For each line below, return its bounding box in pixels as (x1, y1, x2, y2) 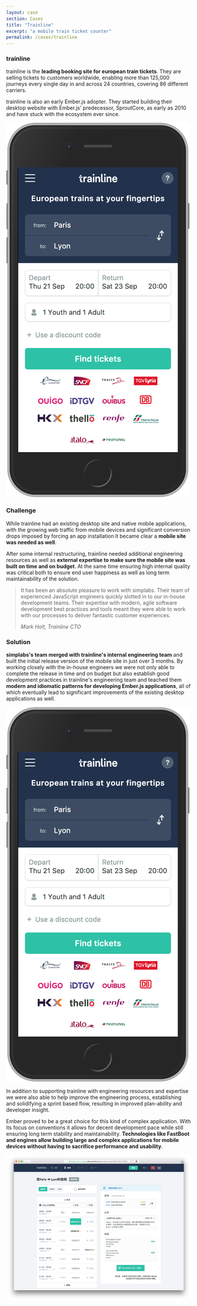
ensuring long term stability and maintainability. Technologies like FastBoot (6, 1130, 190, 1137)
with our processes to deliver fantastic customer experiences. (20, 611, 171, 619)
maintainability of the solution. (6, 575, 79, 582)
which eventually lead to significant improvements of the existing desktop (6, 689, 185, 696)
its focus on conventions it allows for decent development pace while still (6, 1124, 183, 1131)
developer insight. (6, 1106, 50, 1114)
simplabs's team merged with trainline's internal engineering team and (6, 652, 183, 659)
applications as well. (6, 695, 56, 702)
